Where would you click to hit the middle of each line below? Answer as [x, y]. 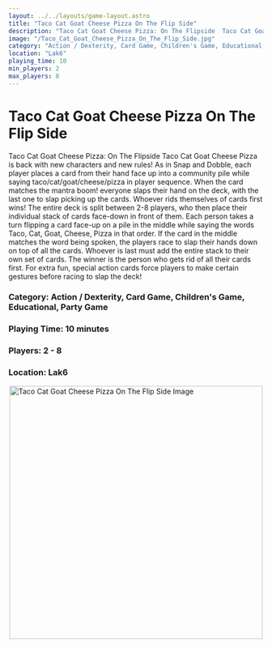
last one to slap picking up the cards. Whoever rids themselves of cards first [136, 198]
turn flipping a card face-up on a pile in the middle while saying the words [132, 224]
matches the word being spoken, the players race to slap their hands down [133, 242]
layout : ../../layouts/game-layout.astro [79, 16]
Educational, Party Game [58, 307]
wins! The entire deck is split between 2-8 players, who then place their [128, 207]
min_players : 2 [34, 69]
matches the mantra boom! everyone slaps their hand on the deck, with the [134, 190]
